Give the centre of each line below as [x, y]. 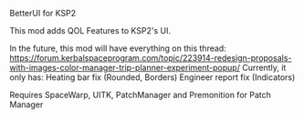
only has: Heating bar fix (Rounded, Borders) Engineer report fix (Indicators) [152, 77]
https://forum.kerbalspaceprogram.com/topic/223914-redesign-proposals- [151, 58]
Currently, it [264, 68]
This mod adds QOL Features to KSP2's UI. [90, 30]
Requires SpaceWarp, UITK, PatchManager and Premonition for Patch [141, 95]
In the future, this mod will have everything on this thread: [118, 48]
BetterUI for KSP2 [42, 13]
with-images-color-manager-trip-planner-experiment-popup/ [125, 68]
